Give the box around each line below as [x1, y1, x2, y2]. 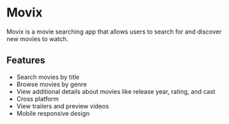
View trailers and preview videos [16, 101, 109, 110]
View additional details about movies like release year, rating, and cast [16, 87, 216, 95]
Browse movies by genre [16, 80, 87, 88]
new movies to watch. [6, 34, 69, 42]
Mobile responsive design [16, 109, 90, 117]
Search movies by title [16, 73, 80, 81]
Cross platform [16, 95, 59, 103]
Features [6, 55, 45, 66]
